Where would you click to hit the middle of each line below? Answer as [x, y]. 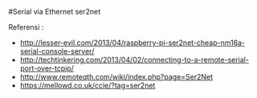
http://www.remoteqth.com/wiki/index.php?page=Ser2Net [116, 77]
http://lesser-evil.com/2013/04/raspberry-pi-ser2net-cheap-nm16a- [133, 43]
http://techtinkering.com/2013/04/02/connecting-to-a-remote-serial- [134, 60]
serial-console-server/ [57, 51]
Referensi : [26, 27]
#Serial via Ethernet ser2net [55, 12]
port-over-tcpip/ [47, 68]
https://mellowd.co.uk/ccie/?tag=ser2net [88, 85]
